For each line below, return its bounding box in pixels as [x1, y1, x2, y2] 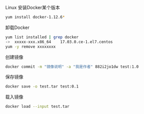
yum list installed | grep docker [5, 35, 79, 40]
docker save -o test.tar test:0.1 [5, 84, 79, 89]
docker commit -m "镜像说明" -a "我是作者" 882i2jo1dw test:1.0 [5, 64, 139, 69]
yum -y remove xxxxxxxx [5, 44, 56, 49]
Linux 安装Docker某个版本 [5, 5, 60, 10]
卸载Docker [5, 24, 30, 31]
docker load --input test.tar [5, 104, 70, 109]
